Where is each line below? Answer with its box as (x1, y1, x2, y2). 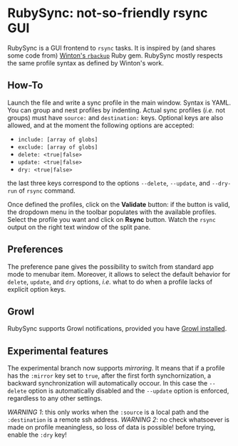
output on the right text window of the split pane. (7, 223, 151, 231)
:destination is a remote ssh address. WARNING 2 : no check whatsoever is (7, 415, 230, 424)
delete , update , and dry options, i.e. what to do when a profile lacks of (7, 277, 212, 286)
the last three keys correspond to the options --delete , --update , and (7, 179, 210, 187)
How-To (7, 80, 43, 92)
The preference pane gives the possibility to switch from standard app (7, 262, 214, 271)
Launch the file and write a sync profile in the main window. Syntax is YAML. (7, 98, 232, 107)
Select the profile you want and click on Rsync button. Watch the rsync (7, 215, 216, 223)
